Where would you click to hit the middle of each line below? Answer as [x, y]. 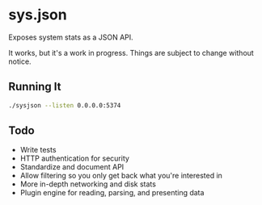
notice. [20, 61]
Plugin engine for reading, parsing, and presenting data [112, 193]
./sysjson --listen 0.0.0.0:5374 [65, 105]
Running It [35, 87]
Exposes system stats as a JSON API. [71, 37]
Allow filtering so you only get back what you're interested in [121, 176]
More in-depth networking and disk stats [88, 184]
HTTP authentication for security [74, 158]
